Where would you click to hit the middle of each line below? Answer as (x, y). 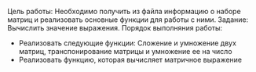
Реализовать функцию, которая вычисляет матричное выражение (130, 59)
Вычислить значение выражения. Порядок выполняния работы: (115, 28)
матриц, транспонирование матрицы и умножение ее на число (125, 51)
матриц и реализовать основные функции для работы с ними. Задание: (128, 20)
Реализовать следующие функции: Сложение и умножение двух (128, 43)
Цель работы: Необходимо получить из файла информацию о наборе (124, 11)
